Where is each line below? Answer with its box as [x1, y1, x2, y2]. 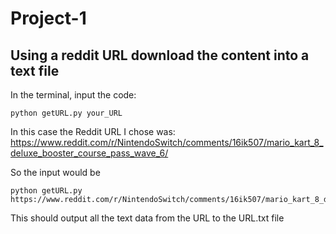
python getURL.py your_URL [10, 108, 123, 118]
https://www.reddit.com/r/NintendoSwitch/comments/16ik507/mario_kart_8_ [10, 137, 324, 148]
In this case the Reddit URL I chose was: [10, 126, 176, 137]
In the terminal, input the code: [10, 89, 137, 101]
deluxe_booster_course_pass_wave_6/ [10, 147, 169, 159]
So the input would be [10, 167, 101, 178]
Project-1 [10, 7, 87, 30]
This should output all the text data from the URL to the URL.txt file [10, 212, 285, 224]
